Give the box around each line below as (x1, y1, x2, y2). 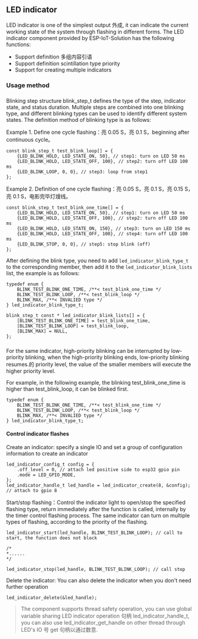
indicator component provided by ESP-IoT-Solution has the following (6, 34, 175, 41)
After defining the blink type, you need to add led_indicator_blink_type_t (6, 257, 189, 264)
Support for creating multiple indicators (14, 66, 112, 73)
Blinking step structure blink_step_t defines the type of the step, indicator (6, 97, 186, 104)
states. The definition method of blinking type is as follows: (6, 116, 151, 123)
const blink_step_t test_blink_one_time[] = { (6, 204, 124, 211)
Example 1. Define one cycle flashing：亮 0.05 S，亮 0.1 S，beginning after (6, 128, 190, 136)
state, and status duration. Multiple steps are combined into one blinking (6, 103, 184, 110)
